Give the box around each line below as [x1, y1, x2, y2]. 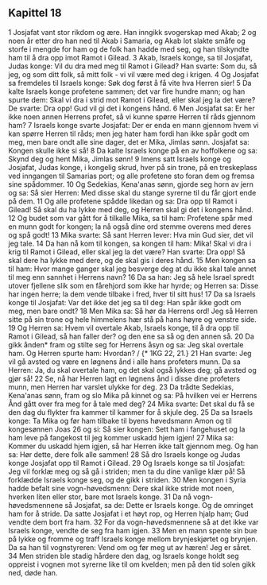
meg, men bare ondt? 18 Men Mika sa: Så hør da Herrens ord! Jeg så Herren [8, 306, 258, 316]
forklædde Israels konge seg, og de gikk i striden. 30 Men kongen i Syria [8, 475, 246, 484]
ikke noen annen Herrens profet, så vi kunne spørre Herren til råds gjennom [8, 111, 256, 122]
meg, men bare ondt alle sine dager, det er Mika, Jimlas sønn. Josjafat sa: [8, 137, 250, 146]
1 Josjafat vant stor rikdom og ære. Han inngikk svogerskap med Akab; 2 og [8, 27, 257, 37]
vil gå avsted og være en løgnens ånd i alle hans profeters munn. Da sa [8, 357, 241, 366]
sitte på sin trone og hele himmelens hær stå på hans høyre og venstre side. [8, 314, 257, 324]
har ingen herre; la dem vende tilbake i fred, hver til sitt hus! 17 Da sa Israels [8, 289, 256, 299]
